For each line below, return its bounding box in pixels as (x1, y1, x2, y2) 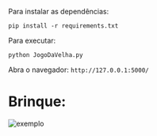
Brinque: (8, 93, 67, 111)
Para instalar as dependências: (8, 7, 109, 16)
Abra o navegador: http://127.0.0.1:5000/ (8, 65, 149, 74)
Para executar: (8, 36, 56, 45)
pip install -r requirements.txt (8, 22, 119, 30)
